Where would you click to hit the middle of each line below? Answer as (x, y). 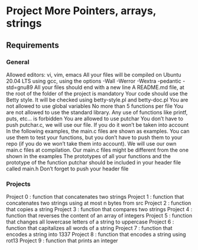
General (18, 62)
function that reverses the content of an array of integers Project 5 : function (99, 216)
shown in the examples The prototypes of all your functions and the (89, 156)
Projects (18, 184)
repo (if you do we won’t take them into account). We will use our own (91, 143)
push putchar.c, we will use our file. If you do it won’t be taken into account (98, 124)
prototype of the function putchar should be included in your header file (94, 162)
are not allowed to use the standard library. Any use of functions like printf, (97, 112)
